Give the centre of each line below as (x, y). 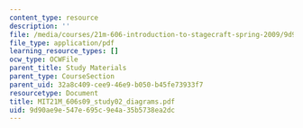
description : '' (40, 26)
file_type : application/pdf (62, 43)
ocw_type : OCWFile (44, 59)
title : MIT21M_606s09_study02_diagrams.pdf (92, 101)
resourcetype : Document (54, 93)
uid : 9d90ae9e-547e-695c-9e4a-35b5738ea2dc (92, 110)
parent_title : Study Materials (68, 69)
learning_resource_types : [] (64, 51)
